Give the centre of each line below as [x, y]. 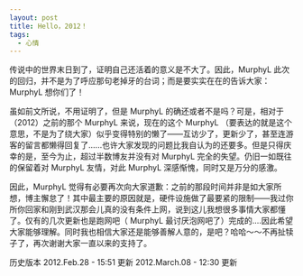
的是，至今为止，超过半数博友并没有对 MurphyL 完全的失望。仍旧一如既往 [154, 156]
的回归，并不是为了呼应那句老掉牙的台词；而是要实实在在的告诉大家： [140, 81]
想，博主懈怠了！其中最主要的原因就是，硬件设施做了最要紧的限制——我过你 [151, 198]
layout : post [34, 18]
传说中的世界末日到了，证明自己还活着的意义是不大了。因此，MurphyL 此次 [150, 69]
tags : [19, 34]
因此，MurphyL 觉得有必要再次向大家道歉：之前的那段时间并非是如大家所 [146, 187]
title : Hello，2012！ [49, 26]
